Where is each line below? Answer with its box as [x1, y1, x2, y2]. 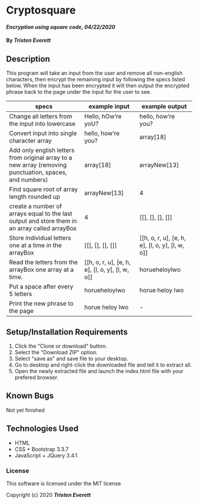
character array [9, 137, 52, 145]
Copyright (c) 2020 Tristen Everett [6, 491, 91, 498]
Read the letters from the [9, 258, 78, 266]
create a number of [9, 202, 62, 210]
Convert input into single [9, 129, 77, 137]
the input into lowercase [9, 120, 75, 128]
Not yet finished [6, 406, 45, 413]
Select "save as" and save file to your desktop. [14, 355, 128, 362]
